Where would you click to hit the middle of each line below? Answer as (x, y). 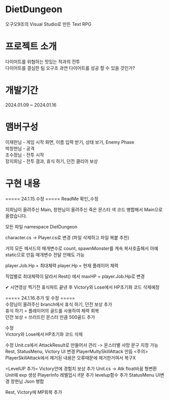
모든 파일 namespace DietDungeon (41, 226)
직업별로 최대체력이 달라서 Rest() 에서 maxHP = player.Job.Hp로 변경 (75, 276)
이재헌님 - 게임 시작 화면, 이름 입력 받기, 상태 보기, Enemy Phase (70, 142)
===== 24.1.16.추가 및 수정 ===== (40, 298)
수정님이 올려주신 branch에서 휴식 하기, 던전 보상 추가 (59, 304)
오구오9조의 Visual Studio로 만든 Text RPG (48, 24)
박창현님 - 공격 (20, 148)
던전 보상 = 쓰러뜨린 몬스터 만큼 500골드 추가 (50, 317)
